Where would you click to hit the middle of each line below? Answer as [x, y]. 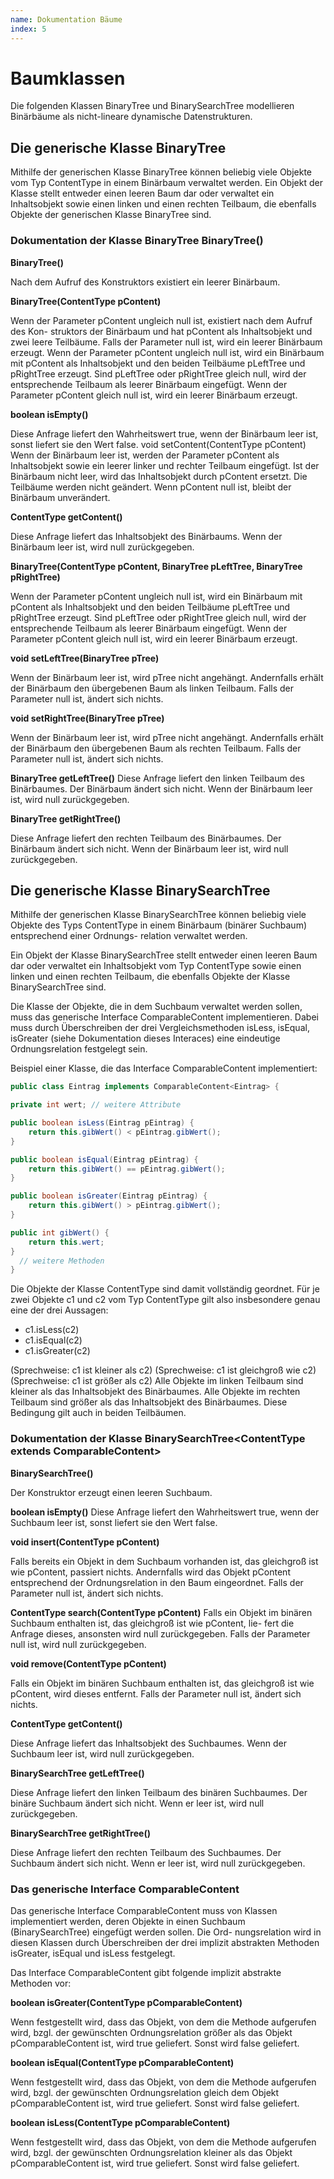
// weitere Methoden [62, 1261]
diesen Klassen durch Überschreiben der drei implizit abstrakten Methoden [165, 1942]
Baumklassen [68, 78]
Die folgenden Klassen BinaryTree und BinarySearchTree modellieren [152, 106]
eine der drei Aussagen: [59, 1310]
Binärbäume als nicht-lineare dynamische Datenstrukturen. [131, 117]
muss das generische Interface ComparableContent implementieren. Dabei [164, 1017]
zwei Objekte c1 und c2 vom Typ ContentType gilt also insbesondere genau [165, 1300]
